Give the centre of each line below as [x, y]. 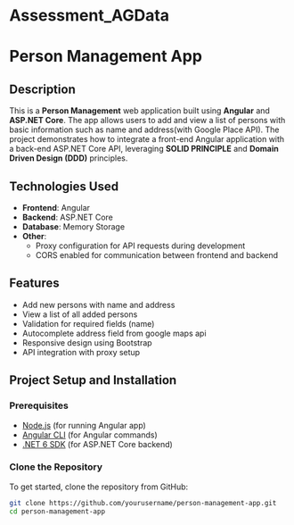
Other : [34, 236]
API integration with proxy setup [81, 352]
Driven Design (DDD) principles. [69, 158]
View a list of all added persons [80, 314]
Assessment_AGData [90, 16]
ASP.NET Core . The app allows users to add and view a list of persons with [147, 121]
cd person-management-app [57, 511]
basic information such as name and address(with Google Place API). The [144, 129]
